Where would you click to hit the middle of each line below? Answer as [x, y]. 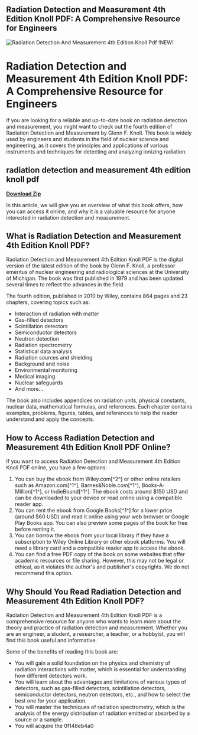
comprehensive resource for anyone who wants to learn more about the [94, 621]
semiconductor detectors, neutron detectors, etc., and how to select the [102, 694]
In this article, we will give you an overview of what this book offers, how [95, 205]
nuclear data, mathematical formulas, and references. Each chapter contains [99, 407]
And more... [29, 389]
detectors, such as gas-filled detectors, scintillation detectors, [90, 688]
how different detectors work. [51, 676]
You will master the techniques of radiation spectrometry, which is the [100, 707]
